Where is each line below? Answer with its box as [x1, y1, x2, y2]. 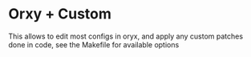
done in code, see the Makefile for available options [8, 39, 180, 49]
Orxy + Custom [8, 5, 112, 23]
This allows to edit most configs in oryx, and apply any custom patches [8, 31, 243, 41]
